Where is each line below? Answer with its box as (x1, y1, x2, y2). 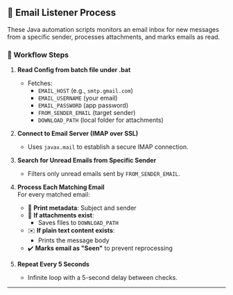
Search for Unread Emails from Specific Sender (17, 157, 157, 165)
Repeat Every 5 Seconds (17, 260, 90, 269)
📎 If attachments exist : (27, 211, 94, 220)
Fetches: (27, 79, 53, 87)
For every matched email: (17, 190, 90, 199)
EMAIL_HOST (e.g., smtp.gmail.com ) (37, 87, 133, 95)
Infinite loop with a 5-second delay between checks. (27, 274, 178, 282)
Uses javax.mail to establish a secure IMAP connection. (27, 143, 189, 151)
